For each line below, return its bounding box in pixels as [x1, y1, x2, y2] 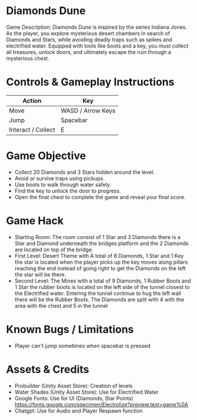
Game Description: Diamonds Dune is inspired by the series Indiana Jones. [6, 23, 187, 31]
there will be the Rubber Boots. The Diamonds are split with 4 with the [14, 295, 184, 303]
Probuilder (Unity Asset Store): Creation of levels [14, 382, 133, 389]
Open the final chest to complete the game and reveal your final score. [14, 193, 186, 200]
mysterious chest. [6, 55, 50, 62]
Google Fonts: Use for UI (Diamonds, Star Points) [14, 395, 133, 402]
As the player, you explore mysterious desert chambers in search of [6, 29, 171, 36]
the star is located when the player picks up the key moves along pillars [14, 258, 188, 266]
